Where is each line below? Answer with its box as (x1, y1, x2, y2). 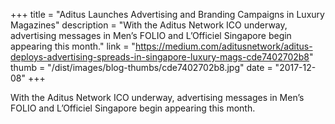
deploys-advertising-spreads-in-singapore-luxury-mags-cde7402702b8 (10, 51, 310, 63)
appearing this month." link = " (10, 40, 136, 52)
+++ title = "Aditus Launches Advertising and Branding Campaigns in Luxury (10, 9, 325, 20)
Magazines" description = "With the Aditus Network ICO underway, (10, 19, 288, 31)
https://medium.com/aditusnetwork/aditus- (134, 40, 313, 52)
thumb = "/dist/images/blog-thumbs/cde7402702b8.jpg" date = (10, 62, 273, 73)
